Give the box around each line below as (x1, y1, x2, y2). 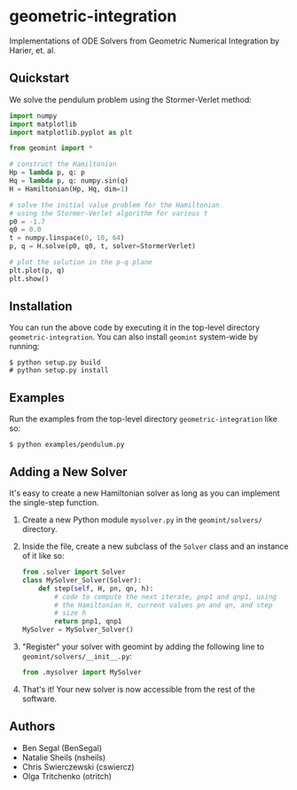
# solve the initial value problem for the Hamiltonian (9, 200, 220, 209)
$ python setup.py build (9, 358, 101, 367)
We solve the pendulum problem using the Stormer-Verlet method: (9, 94, 253, 105)
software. (21, 693, 58, 704)
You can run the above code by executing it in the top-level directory (9, 322, 260, 333)
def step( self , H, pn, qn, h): (38, 583, 154, 593)
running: (9, 341, 40, 352)
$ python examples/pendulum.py (9, 441, 125, 450)
